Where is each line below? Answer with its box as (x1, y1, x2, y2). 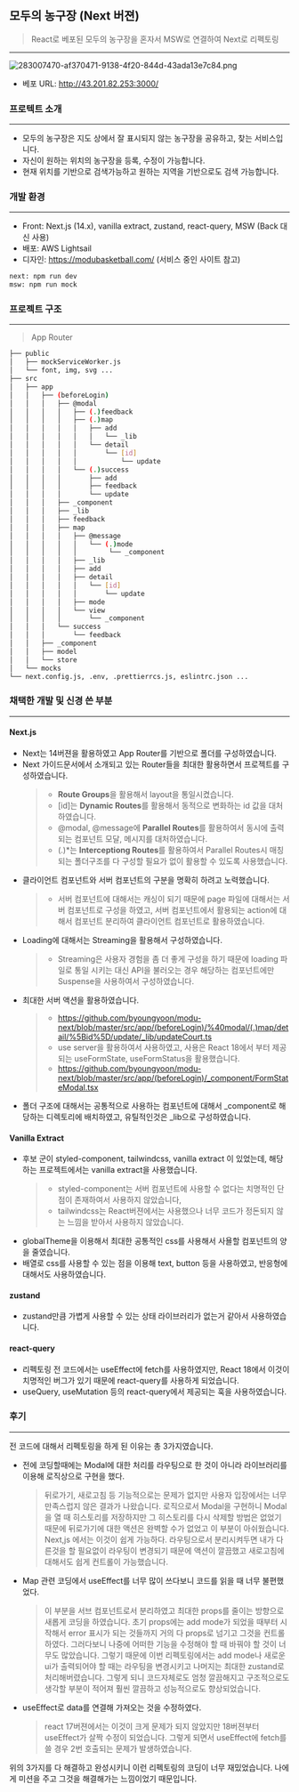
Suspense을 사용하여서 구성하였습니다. (57, 975, 194, 986)
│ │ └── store (9, 655, 77, 665)
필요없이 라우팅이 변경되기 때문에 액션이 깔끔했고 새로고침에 (77, 1545, 285, 1555)
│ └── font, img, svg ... (9, 366, 114, 375)
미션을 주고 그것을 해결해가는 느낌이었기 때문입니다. (18, 1773, 198, 1784)
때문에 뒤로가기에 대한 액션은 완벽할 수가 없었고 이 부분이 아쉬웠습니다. (44, 1522, 289, 1533)
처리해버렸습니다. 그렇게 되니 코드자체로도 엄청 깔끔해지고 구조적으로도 (44, 1672, 290, 1683)
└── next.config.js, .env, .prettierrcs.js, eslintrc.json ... (9, 672, 249, 681)
